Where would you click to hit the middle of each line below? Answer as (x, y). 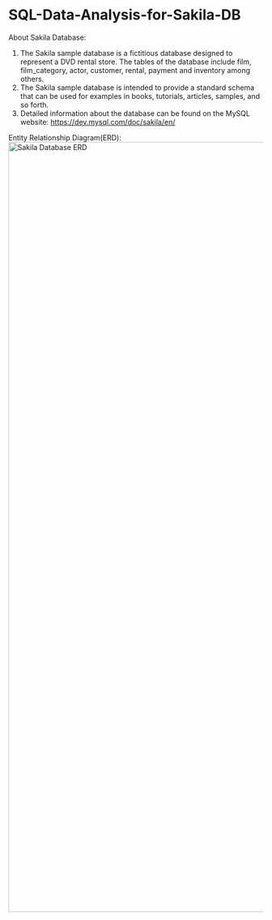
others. (32, 79)
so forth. (34, 105)
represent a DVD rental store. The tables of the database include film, (136, 62)
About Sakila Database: (47, 37)
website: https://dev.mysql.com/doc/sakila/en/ (98, 122)
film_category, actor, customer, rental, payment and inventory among (135, 70)
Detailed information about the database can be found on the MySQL (135, 113)
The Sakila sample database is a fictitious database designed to (126, 53)
